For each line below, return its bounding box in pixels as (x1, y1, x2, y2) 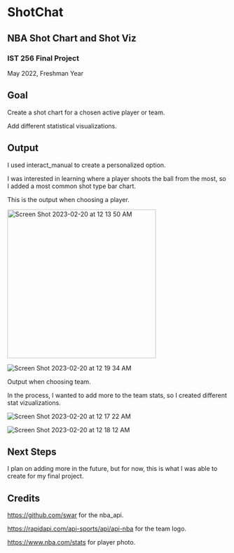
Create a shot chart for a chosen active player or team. (7, 108, 165, 116)
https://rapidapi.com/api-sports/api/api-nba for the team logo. (7, 524, 187, 533)
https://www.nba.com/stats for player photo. (7, 538, 136, 547)
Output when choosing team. (7, 377, 91, 386)
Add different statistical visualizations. (7, 121, 118, 130)
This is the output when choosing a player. (7, 195, 130, 204)
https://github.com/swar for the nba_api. (7, 511, 124, 519)
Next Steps (7, 446, 57, 458)
